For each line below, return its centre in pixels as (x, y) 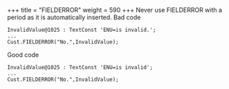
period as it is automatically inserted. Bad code (74, 17)
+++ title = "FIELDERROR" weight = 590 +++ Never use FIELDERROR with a (115, 10)
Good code (23, 55)
